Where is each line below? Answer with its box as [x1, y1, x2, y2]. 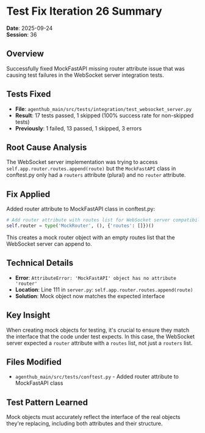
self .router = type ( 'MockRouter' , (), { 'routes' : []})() [6, 223, 154, 229]
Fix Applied [6, 189, 51, 199]
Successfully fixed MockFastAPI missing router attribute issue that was [6, 65, 185, 72]
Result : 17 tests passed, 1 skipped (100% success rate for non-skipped [15, 112, 194, 119]
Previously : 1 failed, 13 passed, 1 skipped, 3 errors [15, 124, 142, 132]
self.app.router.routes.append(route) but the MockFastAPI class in [6, 165, 176, 172]
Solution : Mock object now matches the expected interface [15, 292, 165, 299]
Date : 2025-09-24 [6, 24, 53, 32]
